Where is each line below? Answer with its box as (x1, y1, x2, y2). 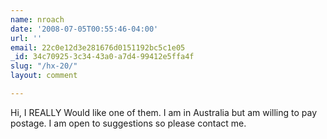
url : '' (10, 33, 43, 43)
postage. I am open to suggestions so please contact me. (10, 117, 247, 129)
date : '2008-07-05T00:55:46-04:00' (10, 24, 159, 34)
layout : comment (10, 71, 78, 81)
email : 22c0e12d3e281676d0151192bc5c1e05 (10, 42, 186, 53)
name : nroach (10, 14, 65, 25)
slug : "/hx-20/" (10, 61, 78, 71)
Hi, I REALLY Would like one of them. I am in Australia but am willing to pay (10, 106, 318, 118)
